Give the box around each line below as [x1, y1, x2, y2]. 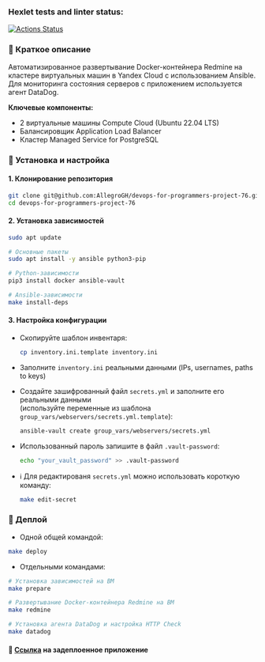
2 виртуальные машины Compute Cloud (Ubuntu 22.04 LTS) [19, 118, 219, 127]
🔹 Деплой [8, 514, 47, 525]
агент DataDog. [8, 87, 59, 96]
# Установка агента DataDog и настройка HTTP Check [8, 620, 181, 629]
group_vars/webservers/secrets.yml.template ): [19, 411, 174, 421]
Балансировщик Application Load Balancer [19, 126, 162, 136]
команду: [19, 480, 51, 490]
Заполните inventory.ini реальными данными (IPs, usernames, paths [19, 362, 254, 372]
